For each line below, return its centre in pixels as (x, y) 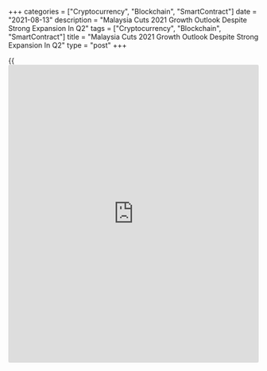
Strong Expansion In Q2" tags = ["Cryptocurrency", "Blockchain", (115, 28)
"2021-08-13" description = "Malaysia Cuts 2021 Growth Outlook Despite (128, 20)
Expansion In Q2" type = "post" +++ (68, 45)
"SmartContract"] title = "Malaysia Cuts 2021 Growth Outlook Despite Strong (133, 37)
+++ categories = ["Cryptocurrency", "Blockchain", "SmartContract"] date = (133, 12)
